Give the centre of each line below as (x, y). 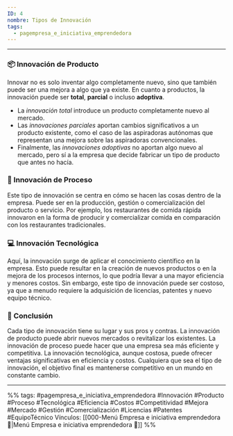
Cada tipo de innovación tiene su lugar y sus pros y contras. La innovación (114, 331)
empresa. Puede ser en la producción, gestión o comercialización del (106, 202)
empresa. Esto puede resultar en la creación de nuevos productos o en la (112, 268)
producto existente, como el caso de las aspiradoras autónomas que (115, 132)
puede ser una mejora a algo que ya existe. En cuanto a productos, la (106, 89)
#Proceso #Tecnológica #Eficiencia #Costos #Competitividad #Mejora (108, 403)
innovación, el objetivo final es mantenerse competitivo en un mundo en (110, 368)
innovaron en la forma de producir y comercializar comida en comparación (114, 217)
